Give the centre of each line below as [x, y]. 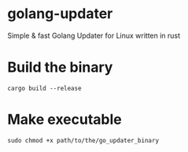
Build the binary [60, 67]
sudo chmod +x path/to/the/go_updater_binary [83, 140]
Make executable [65, 120]
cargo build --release [44, 88]
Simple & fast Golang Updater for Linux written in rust [94, 35]
